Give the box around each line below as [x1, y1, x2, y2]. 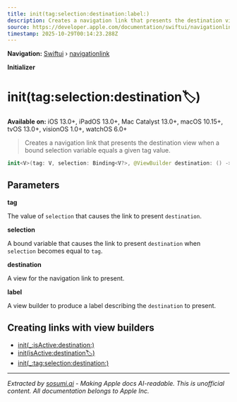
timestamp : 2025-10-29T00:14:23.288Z [7, 30, 119, 37]
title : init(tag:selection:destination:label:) [7, 10, 150, 18]
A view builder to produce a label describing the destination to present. [7, 301, 217, 309]
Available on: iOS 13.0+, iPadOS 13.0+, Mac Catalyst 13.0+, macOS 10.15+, [7, 117, 224, 126]
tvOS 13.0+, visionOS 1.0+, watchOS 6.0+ [7, 125, 128, 134]
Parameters [7, 179, 60, 191]
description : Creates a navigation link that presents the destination [7, 17, 222, 24]
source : [7, 23, 30, 30]
